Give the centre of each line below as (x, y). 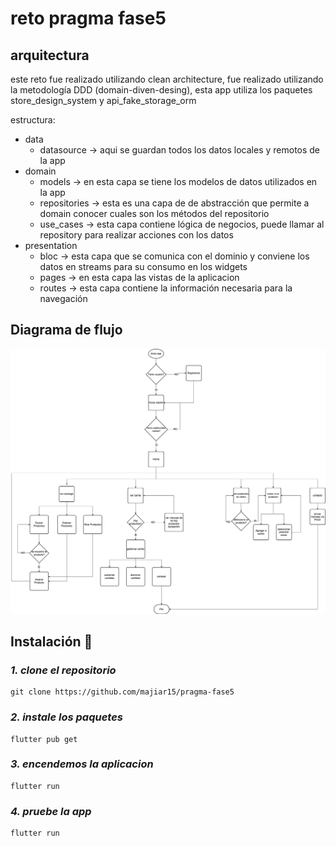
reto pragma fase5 (88, 18)
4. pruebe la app (51, 811)
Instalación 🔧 (51, 641)
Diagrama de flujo (66, 330)
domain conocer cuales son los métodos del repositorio (154, 213)
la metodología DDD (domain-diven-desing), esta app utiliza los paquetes (161, 90)
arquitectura (50, 55)
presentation (51, 245)
